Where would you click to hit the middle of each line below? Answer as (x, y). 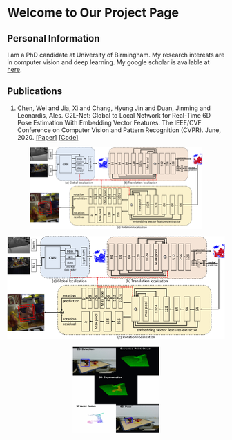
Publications (35, 91)
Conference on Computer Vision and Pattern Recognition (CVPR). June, (119, 130)
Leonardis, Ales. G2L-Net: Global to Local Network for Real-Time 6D (114, 115)
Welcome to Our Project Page (93, 13)
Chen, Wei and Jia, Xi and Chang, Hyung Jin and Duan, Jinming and (114, 108)
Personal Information (54, 38)
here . (14, 70)
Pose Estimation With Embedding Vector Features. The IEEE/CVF (109, 122)
